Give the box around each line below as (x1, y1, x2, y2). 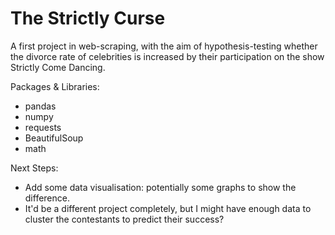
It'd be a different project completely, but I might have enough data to (24, 202, 312, 214)
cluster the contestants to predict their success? (24, 213, 225, 225)
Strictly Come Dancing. (10, 61, 106, 73)
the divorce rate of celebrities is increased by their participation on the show (10, 50, 325, 62)
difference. (24, 192, 70, 204)
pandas (24, 100, 57, 112)
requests (24, 121, 62, 133)
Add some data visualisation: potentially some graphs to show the (24, 181, 297, 193)
